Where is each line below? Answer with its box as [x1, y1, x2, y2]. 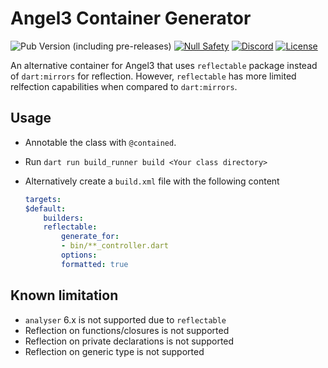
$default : [24, 203, 67, 214]
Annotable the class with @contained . [24, 136, 177, 148]
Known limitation [10, 287, 119, 304]
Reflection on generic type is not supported [24, 345, 205, 357]
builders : [43, 213, 84, 223]
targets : [24, 194, 62, 204]
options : [61, 250, 98, 260]
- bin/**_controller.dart [61, 241, 169, 251]
